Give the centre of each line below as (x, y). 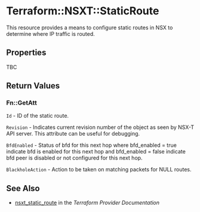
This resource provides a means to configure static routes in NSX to (90, 27)
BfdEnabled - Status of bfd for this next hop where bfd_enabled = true (92, 145)
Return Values (33, 86)
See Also (23, 188)
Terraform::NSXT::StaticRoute (83, 11)
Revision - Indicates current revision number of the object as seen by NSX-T (100, 127)
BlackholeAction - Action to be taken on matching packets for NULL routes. (99, 170)
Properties (26, 53)
